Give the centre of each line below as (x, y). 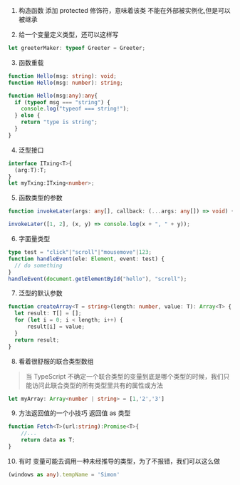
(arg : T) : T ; (31, 170)
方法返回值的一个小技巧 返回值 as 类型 (74, 413)
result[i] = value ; (56, 327)
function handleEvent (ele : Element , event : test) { (86, 259)
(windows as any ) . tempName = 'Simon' (64, 474)
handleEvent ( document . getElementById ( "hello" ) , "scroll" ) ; (98, 279)
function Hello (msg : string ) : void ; (62, 76)
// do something (38, 265)
